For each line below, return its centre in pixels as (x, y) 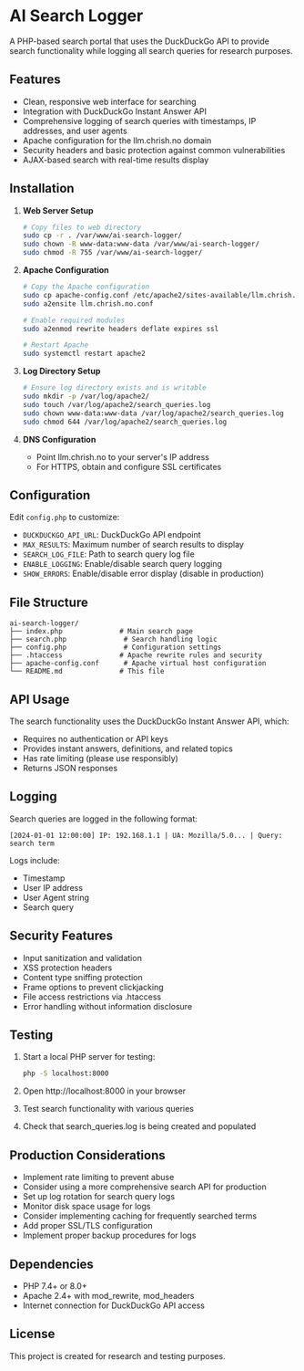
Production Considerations (87, 1155)
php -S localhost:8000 (66, 1073)
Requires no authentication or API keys (95, 739)
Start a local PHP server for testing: (89, 1057)
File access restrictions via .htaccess (92, 997)
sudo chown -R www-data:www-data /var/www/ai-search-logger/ (141, 244)
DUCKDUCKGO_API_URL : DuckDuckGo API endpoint (112, 535)
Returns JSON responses (70, 768)
